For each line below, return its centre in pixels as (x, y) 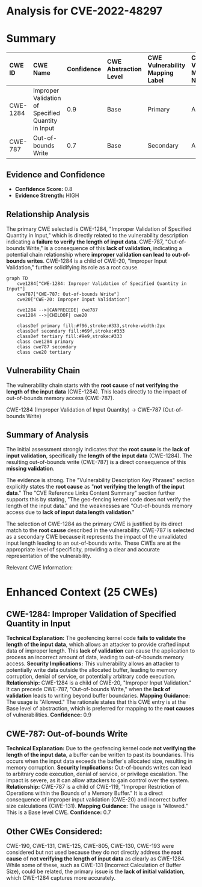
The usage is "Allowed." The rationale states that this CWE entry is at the (96, 702)
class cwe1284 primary (45, 342)
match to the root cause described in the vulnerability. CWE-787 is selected (100, 530)
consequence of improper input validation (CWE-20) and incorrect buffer (97, 800)
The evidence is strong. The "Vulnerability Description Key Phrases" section (100, 480)
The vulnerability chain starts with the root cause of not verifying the (92, 385)
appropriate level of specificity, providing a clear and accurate (83, 550)
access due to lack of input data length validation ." (71, 512)
